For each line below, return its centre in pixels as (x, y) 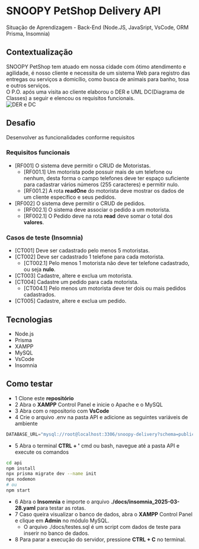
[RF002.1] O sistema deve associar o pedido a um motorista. (97, 209)
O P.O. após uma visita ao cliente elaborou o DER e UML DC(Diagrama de (95, 92)
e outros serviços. (28, 85)
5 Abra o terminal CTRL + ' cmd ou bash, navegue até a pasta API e (97, 445)
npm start (18, 490)
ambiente (26, 423)
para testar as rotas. (61, 507)
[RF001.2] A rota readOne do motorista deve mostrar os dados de (104, 190)
